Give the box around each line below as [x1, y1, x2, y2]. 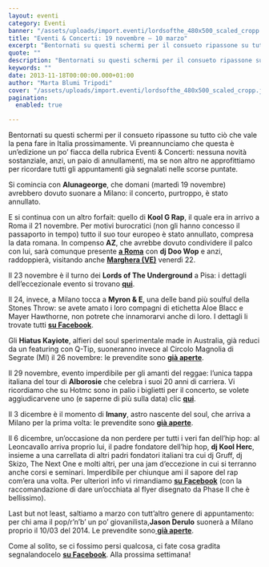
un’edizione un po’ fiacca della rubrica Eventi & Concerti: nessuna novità [8, 148, 247, 157]
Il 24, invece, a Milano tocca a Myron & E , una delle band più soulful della [8, 294, 250, 305]
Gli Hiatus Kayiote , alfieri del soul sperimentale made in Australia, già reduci [8, 336, 260, 346]
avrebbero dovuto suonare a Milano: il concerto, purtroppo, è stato [8, 188, 228, 198]
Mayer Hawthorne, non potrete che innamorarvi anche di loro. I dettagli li [8, 312, 248, 322]
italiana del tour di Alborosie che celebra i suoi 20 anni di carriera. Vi [8, 377, 235, 387]
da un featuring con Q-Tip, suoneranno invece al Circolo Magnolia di [8, 344, 235, 354]
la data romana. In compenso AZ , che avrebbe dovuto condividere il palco [8, 238, 253, 248]
